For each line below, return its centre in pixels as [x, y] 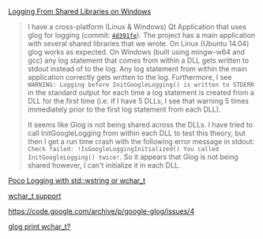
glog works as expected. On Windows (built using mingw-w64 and [136, 52]
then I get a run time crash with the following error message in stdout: [141, 141]
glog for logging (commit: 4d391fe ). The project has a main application [141, 35]
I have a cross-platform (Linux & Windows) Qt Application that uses [137, 27]
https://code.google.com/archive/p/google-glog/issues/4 [101, 211]
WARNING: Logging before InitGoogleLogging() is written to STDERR [141, 85]
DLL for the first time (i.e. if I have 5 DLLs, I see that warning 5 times [138, 101]
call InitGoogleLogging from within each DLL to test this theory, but [137, 133]
